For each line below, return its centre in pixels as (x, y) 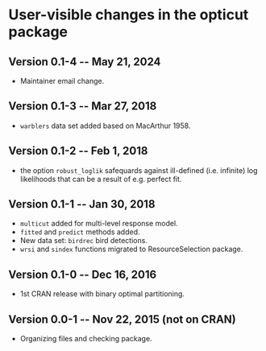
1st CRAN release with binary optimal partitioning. (102, 294)
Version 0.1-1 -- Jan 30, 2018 (82, 204)
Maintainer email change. (62, 81)
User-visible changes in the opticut (129, 15)
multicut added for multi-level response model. (99, 224)
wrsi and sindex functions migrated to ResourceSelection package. (131, 249)
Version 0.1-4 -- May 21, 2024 (85, 62)
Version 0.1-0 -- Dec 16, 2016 (83, 274)
